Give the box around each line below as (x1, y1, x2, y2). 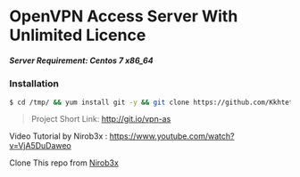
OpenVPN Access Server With (9, 6, 238, 27)
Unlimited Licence (9, 25, 146, 45)
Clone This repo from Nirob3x (9, 157, 119, 168)
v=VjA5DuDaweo (9, 141, 71, 151)
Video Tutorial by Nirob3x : (9, 131, 108, 141)
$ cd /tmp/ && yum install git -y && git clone (9, 98, 190, 107)
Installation (9, 77, 60, 90)
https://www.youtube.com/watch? (109, 131, 235, 141)
